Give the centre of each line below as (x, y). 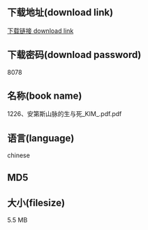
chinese (18, 155)
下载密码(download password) (74, 55)
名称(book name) (45, 96)
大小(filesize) (36, 203)
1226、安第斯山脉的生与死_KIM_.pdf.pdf (65, 114)
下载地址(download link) (60, 13)
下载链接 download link (40, 31)
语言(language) (41, 138)
